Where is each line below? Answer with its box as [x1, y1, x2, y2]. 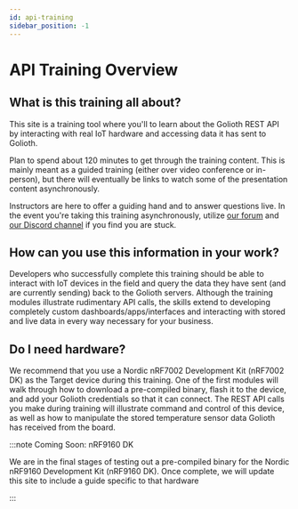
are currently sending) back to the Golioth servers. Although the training [9, 287, 274, 298]
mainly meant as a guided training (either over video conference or [9, 164, 254, 174]
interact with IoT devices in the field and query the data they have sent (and [9, 278, 286, 289]
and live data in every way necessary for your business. [9, 316, 213, 327]
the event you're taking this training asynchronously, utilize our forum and [9, 210, 279, 221]
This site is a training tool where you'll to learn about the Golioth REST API [9, 118, 280, 129]
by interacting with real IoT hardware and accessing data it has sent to [9, 128, 267, 139]
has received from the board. [9, 422, 116, 432]
